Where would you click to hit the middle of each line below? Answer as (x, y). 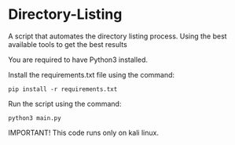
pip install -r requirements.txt (63, 89)
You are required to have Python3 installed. (78, 60)
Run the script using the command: (65, 103)
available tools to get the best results (68, 44)
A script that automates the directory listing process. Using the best (117, 36)
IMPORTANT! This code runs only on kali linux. (84, 132)
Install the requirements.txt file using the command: (92, 74)
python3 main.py (35, 118)
